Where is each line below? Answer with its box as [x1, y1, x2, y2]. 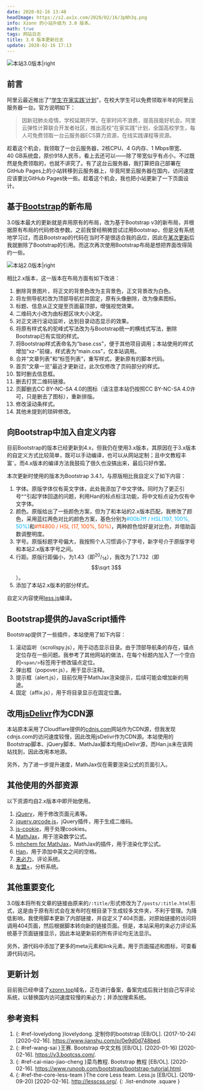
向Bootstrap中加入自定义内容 [7, 427, 116, 437]
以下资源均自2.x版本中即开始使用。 [7, 797, 94, 805]
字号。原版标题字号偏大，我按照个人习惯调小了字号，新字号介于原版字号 [15, 538, 195, 545]
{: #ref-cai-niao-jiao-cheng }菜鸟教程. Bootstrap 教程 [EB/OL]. [15, 1058, 170, 1066]
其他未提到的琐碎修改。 [15, 407, 74, 415]
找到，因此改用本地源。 [11, 748, 70, 755]
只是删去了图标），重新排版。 [26, 392, 98, 400]
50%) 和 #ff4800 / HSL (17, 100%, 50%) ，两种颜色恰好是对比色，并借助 [15, 523, 191, 530]
